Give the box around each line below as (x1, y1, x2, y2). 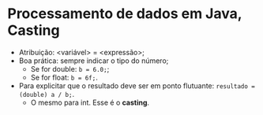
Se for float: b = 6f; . (30, 72, 98, 82)
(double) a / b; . (18, 89, 75, 98)
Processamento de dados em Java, (7, 5, 242, 23)
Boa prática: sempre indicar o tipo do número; (18, 56, 169, 65)
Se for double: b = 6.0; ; (30, 64, 110, 73)
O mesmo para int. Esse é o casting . (30, 98, 150, 107)
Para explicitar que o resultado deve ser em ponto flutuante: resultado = (18, 80, 256, 91)
